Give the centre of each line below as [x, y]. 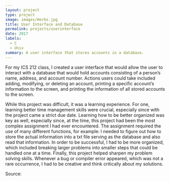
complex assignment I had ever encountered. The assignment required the [83, 126]
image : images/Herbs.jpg [31, 19]
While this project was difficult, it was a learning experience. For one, [77, 104]
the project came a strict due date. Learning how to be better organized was [85, 115]
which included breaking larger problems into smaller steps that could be [82, 147]
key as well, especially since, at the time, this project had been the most [80, 120]
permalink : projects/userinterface [43, 29]
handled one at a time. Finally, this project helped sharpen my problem [79, 153]
